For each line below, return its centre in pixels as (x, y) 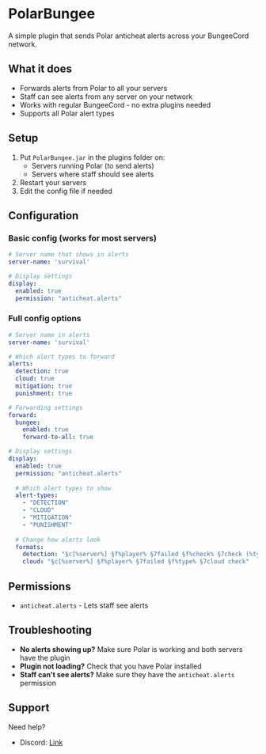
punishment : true (44, 393)
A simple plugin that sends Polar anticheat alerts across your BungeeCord (129, 36)
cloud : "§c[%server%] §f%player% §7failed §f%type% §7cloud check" (136, 562)
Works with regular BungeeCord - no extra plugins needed (115, 104)
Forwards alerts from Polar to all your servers (93, 88)
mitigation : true (44, 386)
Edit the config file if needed (66, 191)
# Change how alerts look (58, 540)
